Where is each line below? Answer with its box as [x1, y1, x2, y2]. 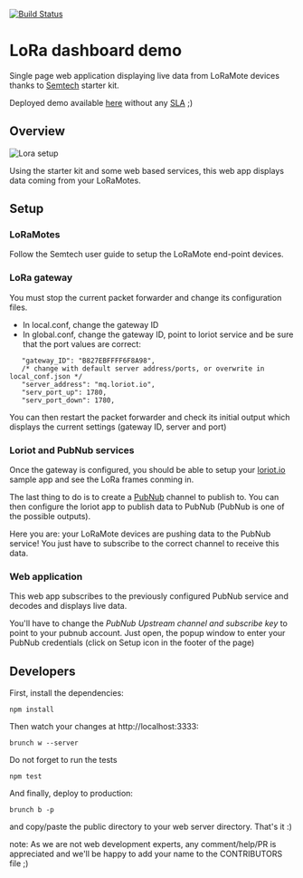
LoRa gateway [9, 272, 73, 285]
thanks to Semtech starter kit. [9, 80, 119, 91]
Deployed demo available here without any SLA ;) [9, 97, 194, 108]
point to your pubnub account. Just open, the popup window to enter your [9, 628, 286, 639]
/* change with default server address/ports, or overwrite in [21, 363, 265, 373]
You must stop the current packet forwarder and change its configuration [9, 292, 282, 303]
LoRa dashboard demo [9, 41, 183, 61]
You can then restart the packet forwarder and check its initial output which [9, 411, 291, 422]
